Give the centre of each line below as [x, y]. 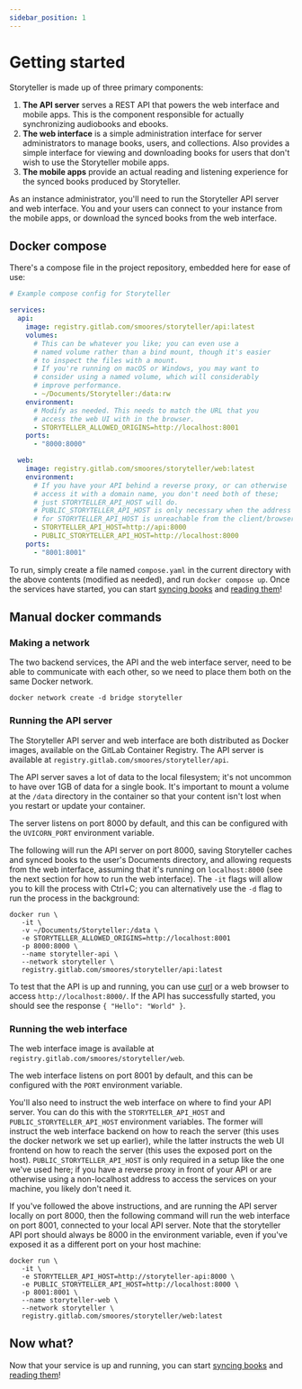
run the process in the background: [75, 898]
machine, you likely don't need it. [71, 1188]
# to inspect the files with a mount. [106, 360]
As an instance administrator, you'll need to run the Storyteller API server [144, 198]
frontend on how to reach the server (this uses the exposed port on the [141, 1150]
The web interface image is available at [82, 1048]
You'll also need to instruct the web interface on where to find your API [140, 1102]
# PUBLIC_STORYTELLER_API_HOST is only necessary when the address [162, 511]
